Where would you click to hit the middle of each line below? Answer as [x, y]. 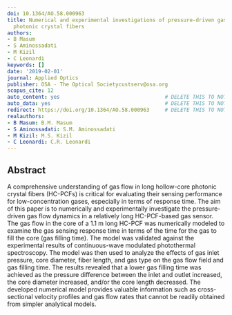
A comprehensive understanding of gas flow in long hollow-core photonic [112, 187]
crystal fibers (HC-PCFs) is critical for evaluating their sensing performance [115, 193]
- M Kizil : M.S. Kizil [40, 135]
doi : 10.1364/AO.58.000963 [46, 13]
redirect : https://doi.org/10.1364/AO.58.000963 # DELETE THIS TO [111, 110]
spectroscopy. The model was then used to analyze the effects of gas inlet [113, 252]
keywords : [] [26, 65]
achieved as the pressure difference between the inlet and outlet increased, [115, 274]
